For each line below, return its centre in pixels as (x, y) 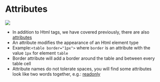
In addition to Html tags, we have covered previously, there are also (81, 32)
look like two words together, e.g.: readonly (56, 74)
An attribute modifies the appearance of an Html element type (75, 42)
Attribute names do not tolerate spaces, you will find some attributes (82, 69)
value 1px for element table (40, 53)
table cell (21, 63)
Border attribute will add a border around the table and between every (83, 58)
